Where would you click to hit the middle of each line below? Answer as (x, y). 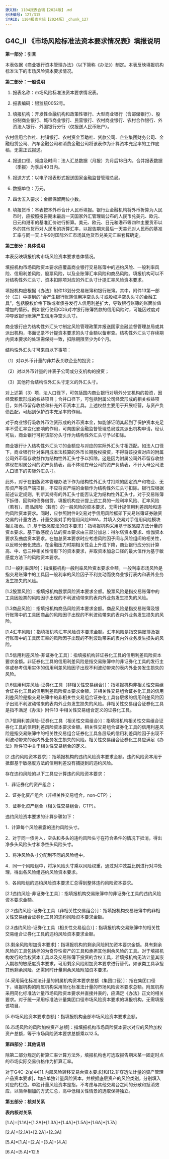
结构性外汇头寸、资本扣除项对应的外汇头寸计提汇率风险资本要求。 (78, 280)
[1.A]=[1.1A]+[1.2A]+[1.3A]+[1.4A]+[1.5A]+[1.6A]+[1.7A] (61, 1123)
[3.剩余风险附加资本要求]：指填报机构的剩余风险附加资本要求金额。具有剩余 (84, 945)
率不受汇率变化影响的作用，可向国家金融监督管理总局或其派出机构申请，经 (82, 429)
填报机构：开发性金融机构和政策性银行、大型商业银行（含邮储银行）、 (84, 114)
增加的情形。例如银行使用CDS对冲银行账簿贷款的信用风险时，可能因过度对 (82, 310)
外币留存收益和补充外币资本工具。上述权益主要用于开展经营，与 (84, 405)
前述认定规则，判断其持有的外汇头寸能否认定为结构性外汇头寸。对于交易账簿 (84, 494)
